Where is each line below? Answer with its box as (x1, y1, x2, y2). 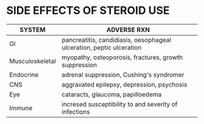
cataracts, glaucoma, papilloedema (61, 90, 162, 99)
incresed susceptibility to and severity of (61, 100, 178, 108)
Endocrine (9, 70, 39, 79)
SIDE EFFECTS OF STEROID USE (6, 4, 170, 18)
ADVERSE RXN (106, 25, 151, 34)
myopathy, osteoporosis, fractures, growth (61, 53, 183, 61)
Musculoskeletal (9, 57, 56, 65)
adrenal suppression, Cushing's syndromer (61, 70, 185, 79)
